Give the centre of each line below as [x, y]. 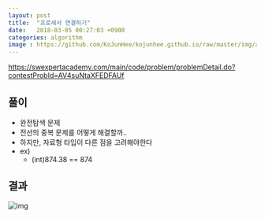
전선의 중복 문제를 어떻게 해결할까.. [73, 132]
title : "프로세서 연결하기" [49, 23]
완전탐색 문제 [40, 122]
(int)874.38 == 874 [62, 159]
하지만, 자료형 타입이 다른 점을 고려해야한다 [86, 142]
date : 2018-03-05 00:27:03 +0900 [67, 30]
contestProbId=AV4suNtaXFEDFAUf [66, 76]
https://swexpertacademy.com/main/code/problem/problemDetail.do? [122, 67]
